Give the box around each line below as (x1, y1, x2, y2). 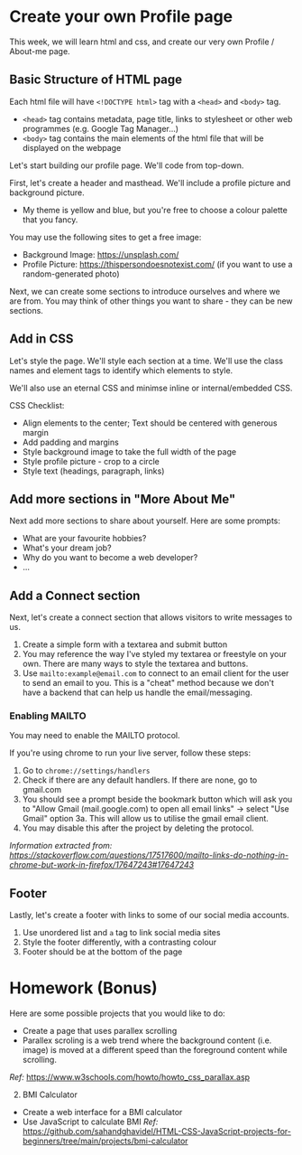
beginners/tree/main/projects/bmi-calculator (22, 1136, 188, 1147)
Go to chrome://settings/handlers (22, 765, 151, 776)
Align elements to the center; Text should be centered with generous (22, 418, 278, 428)
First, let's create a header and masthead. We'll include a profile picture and (9, 177, 291, 188)
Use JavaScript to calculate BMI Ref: (22, 1116, 159, 1127)
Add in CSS (9, 332, 74, 347)
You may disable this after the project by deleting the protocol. (22, 822, 254, 833)
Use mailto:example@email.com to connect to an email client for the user (22, 668, 289, 679)
